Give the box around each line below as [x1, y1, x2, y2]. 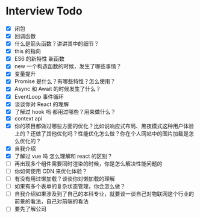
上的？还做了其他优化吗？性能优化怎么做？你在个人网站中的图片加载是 [14, 129, 189, 137]
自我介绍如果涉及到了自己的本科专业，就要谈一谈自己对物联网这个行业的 [14, 190, 194, 198]
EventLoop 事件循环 [14, 93, 64, 100]
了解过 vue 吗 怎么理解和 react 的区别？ [14, 152, 113, 160]
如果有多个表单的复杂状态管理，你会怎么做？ [14, 182, 126, 190]
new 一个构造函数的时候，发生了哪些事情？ [14, 63, 122, 70]
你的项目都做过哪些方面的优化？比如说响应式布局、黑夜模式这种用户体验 [14, 122, 194, 129]
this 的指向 [14, 48, 42, 55]
